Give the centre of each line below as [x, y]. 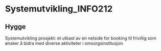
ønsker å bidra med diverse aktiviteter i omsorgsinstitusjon [64, 43]
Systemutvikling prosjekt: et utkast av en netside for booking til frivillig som [81, 38]
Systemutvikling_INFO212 [59, 9]
